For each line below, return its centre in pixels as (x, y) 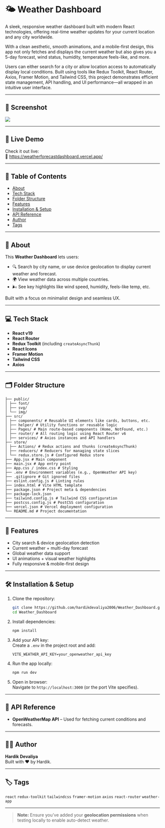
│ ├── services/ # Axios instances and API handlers (60, 438)
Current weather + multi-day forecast (50, 548)
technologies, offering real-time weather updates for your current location (80, 32)
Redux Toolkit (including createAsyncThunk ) (56, 344)
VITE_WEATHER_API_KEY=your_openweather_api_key (62, 655)
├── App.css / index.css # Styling (41, 468)
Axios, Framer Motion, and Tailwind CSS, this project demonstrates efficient (82, 77)
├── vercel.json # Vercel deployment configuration (59, 507)
